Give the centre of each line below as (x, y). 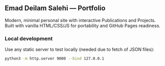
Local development (29, 38)
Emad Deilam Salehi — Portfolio (55, 8)
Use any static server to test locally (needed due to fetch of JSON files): (79, 49)
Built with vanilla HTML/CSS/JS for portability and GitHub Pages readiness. (83, 25)
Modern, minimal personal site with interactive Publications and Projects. (80, 20)
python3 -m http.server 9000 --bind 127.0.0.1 (54, 59)
